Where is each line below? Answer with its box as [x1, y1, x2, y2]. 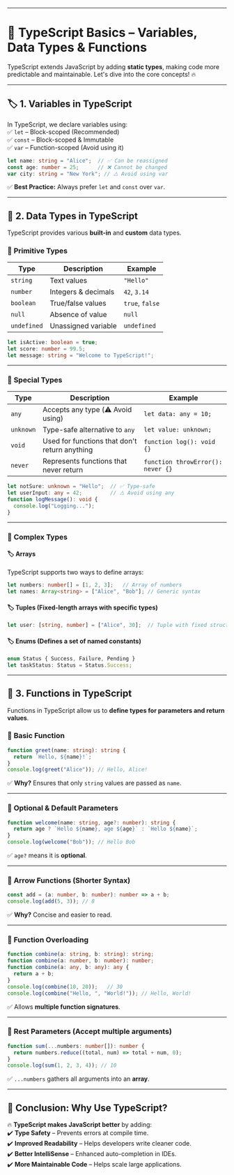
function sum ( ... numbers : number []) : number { [7, 1042, 145, 1049]
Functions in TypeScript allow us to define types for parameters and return [7, 706, 225, 714]
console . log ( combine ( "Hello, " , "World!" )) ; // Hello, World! [7, 989, 192, 997]
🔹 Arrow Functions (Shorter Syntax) [7, 875, 131, 885]
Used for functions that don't [42, 436, 137, 446]
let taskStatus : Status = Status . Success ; [7, 661, 132, 669]
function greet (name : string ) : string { [7, 746, 127, 754]
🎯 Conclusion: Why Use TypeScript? [7, 1102, 168, 1114]
